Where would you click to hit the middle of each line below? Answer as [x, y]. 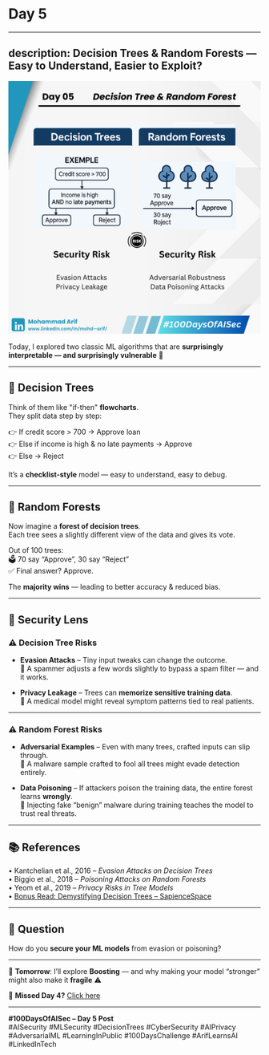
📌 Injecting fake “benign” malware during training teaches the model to [137, 805]
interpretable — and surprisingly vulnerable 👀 [86, 355]
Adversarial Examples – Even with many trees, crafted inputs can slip [135, 747]
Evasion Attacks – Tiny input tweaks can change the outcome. [124, 660]
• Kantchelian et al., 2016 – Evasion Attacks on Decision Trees [111, 870]
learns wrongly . [46, 797]
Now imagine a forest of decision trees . [74, 526]
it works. [34, 677]
